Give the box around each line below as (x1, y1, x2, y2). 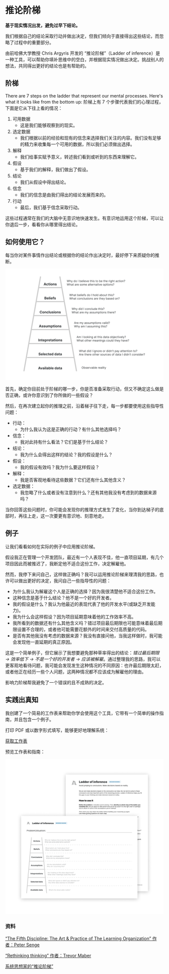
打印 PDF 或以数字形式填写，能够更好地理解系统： (5, 727, 109, 733)
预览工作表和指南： (5, 748, 45, 755)
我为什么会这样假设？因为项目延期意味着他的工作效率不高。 (12, 613, 136, 619)
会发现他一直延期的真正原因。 (12, 639, 74, 645)
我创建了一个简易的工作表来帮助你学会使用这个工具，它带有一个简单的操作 (5, 710, 159, 716)
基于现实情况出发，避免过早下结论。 (5, 22, 80, 28)
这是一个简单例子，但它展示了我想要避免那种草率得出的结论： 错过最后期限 (5, 649, 159, 655)
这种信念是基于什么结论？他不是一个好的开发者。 (12, 595, 114, 601)
